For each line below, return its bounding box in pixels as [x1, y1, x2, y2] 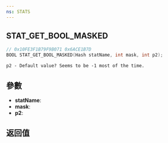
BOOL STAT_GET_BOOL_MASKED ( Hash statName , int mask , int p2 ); [6, 52, 163, 58]
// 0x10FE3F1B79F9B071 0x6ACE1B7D [6, 46, 92, 52]
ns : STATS [6, 8, 31, 15]
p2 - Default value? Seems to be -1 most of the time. [6, 63, 145, 69]
